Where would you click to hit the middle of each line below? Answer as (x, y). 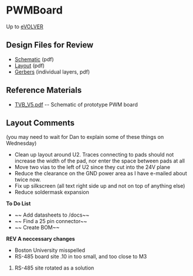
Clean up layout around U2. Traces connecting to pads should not (94, 155)
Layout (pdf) (30, 65)
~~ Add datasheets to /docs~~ (52, 215)
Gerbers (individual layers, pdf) (52, 72)
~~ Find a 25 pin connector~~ (51, 221)
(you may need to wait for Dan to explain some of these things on (85, 137)
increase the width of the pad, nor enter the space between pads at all (99, 161)
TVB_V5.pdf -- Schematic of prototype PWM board (76, 104)
